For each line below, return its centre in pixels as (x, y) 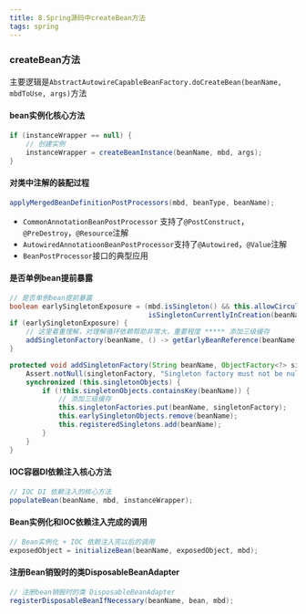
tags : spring (34, 26)
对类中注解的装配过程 (49, 182)
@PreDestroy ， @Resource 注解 (76, 233)
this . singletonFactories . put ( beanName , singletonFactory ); (172, 408)
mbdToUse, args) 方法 (48, 93)
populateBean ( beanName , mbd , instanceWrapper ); (102, 500)
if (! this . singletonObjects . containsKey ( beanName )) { (146, 390)
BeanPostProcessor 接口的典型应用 (85, 255)
